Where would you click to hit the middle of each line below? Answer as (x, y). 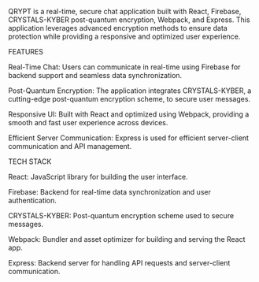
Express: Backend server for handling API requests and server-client (119, 263)
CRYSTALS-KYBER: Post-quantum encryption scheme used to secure (121, 215)
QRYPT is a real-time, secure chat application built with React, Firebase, (125, 11)
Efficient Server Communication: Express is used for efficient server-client (129, 138)
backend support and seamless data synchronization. (95, 75)
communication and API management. (70, 146)
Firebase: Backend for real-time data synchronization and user (109, 192)
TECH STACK (30, 161)
